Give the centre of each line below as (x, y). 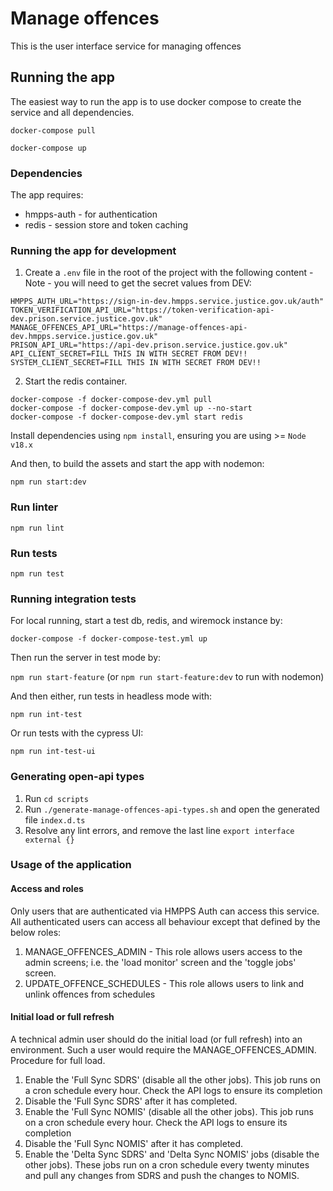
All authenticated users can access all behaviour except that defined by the (165, 921)
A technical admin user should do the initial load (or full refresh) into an (156, 1039)
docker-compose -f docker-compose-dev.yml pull (111, 400)
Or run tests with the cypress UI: (77, 733)
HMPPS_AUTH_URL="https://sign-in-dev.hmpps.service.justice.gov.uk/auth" (167, 302)
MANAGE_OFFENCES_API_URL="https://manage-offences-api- (129, 328)
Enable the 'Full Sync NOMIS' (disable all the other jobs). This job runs (169, 1111)
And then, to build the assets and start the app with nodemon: (137, 464)
